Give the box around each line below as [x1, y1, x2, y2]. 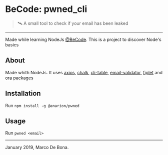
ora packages [5, 75, 33, 81]
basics [5, 41, 19, 48]
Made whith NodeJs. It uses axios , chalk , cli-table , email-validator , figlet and [5, 69, 163, 75]
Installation [5, 89, 41, 98]
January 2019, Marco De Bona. [5, 145, 69, 151]
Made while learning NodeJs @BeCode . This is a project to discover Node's [5, 36, 161, 42]
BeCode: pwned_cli [5, 3, 87, 15]
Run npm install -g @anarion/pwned [5, 102, 80, 108]
